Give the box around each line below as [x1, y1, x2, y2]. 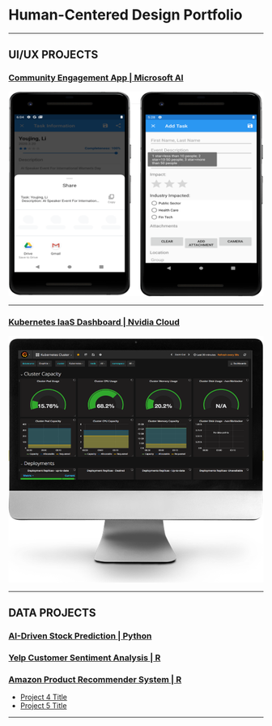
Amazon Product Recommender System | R [8, 673, 182, 685]
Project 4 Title [19, 692, 67, 702]
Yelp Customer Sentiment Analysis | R [8, 652, 161, 664]
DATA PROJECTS [8, 606, 96, 620]
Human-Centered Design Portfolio [8, 6, 243, 24]
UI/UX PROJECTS [8, 48, 99, 62]
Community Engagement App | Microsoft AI [8, 72, 184, 84]
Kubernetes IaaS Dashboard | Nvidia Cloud [8, 316, 181, 328]
